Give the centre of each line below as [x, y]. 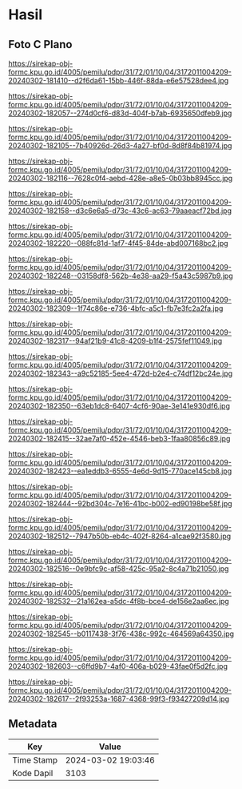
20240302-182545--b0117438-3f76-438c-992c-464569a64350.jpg [121, 634]
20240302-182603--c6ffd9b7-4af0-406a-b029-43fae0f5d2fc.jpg [118, 666]
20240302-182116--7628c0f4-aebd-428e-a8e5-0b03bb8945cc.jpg [121, 178]
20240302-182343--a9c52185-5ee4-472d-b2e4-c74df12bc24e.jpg [121, 373]
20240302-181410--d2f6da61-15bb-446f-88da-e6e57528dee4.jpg [119, 81]
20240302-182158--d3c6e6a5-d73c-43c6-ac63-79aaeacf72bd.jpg [120, 211]
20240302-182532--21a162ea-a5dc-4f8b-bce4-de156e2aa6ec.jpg [119, 601]
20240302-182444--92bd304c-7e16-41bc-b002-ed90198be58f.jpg [121, 503]
